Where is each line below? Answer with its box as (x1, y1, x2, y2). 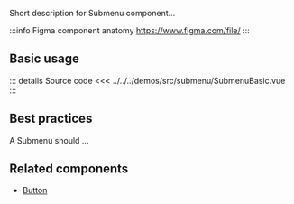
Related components (9, 162, 129, 177)
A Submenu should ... (9, 134, 89, 145)
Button (22, 185, 48, 196)
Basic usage (9, 51, 79, 67)
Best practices (9, 111, 93, 126)
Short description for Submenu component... (9, 8, 176, 18)
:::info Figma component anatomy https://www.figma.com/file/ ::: (9, 25, 250, 35)
